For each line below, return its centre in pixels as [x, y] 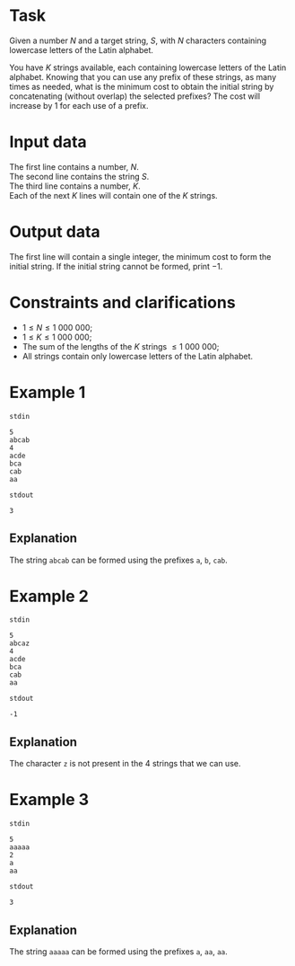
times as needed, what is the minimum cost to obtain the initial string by [142, 86]
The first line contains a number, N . [74, 166]
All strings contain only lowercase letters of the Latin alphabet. [138, 356]
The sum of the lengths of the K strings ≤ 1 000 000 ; [121, 346]
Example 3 [49, 800]
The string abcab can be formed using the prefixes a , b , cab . [119, 560]
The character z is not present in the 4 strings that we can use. [125, 764]
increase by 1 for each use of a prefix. [79, 105]
